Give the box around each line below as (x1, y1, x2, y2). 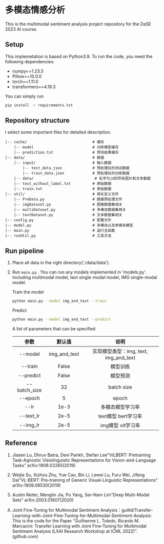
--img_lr (19, 422, 40, 428)
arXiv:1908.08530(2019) (12, 482, 61, 488)
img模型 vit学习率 (100, 422, 141, 429)
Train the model (12, 289, 44, 295)
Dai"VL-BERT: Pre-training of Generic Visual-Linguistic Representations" (12, 477, 158, 483)
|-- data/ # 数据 (5, 155, 104, 160)
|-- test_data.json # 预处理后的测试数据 (22, 166, 130, 171)
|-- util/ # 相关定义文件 (5, 192, 119, 197)
